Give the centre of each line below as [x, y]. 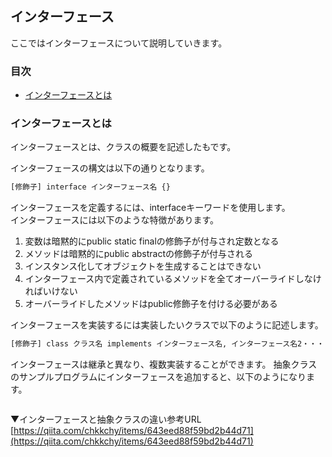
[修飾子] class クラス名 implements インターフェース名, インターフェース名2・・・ [167, 344]
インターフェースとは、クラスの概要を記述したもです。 [123, 147]
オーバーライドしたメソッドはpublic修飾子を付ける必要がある [151, 304]
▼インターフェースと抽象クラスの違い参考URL [106, 419]
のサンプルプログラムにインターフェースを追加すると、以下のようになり [158, 377]
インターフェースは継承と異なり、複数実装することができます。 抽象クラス [164, 364]
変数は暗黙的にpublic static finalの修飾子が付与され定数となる [152, 241]
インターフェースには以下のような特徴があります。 [115, 220]
